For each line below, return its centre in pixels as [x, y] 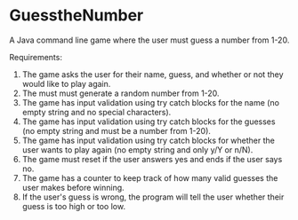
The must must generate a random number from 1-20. [121, 93]
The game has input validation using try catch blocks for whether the [149, 140]
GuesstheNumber [77, 16]
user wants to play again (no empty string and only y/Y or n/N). [137, 149]
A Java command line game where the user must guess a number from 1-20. [149, 40]
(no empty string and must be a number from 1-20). [117, 130]
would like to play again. [66, 83]
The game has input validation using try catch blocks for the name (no [151, 102]
